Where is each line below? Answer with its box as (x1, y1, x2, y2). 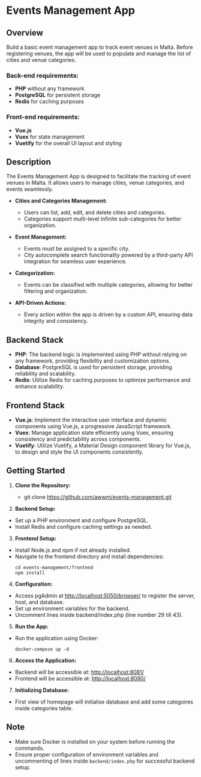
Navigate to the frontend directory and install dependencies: (14, 552, 164, 560)
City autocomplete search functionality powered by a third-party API (23, 251, 193, 259)
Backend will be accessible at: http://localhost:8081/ (14, 668, 144, 675)
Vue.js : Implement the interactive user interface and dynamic (14, 416, 167, 423)
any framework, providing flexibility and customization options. (14, 357, 171, 364)
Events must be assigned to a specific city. (23, 245, 130, 252)
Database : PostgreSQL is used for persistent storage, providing (14, 364, 172, 371)
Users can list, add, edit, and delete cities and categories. (23, 209, 166, 216)
